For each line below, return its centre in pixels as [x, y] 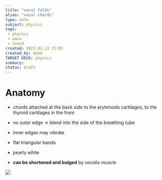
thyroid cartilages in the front [43, 113]
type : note [17, 20]
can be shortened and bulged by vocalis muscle [65, 163]
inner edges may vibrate [39, 133]
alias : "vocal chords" [30, 15]
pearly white [26, 153]
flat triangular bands [34, 142]
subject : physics [24, 24]
